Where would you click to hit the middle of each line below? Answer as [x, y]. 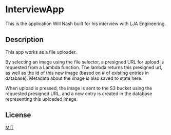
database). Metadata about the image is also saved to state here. [74, 78]
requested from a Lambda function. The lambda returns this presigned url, [84, 67]
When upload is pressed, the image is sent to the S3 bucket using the [79, 88]
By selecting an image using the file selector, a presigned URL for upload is [85, 62]
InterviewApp [35, 9]
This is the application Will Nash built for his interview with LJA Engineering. [85, 24]
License [18, 115]
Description [24, 40]
